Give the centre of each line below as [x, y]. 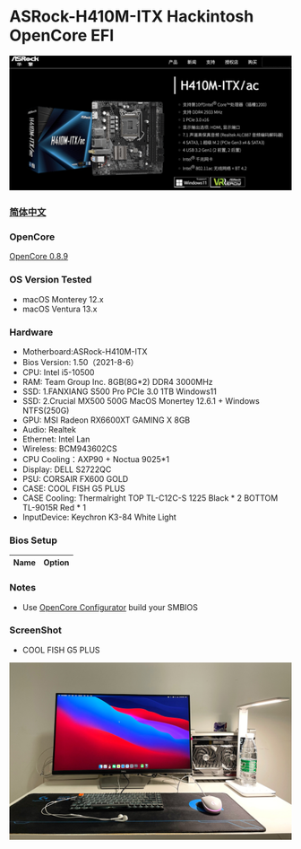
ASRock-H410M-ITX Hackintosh [132, 17]
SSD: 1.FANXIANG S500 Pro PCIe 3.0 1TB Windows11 [119, 391]
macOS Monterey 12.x [63, 299]
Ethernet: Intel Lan [56, 439]
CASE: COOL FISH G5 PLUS [73, 488]
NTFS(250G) [46, 410]
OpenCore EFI [62, 35]
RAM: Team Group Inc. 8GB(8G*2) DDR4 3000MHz [117, 381]
